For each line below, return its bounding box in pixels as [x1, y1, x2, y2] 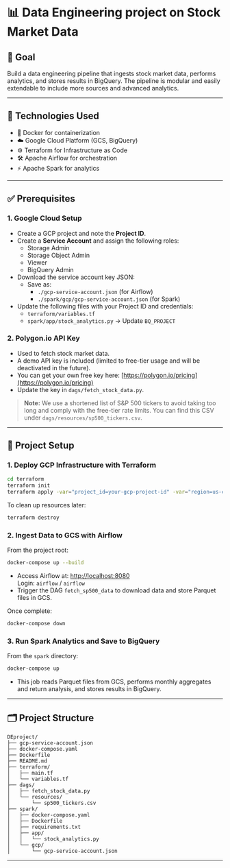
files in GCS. [16, 594, 53, 602]
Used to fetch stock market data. [16, 349, 110, 357]
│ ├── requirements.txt [7, 823, 81, 831]
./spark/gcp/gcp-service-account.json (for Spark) [37, 295, 181, 303]
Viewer [27, 258, 48, 267]
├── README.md [7, 758, 48, 764]
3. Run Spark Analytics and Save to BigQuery [7, 636, 160, 646]
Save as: [27, 280, 52, 288]
